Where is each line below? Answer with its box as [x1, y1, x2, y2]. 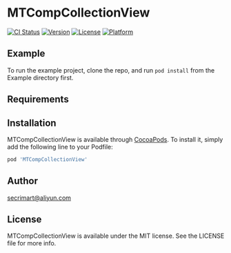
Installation [7, 117, 57, 129]
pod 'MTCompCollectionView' [7, 156, 88, 163]
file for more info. [7, 239, 57, 247]
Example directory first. [7, 73, 74, 82]
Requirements [7, 93, 69, 105]
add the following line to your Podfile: [7, 142, 114, 151]
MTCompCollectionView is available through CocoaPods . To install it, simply [7, 135, 223, 143]
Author [7, 175, 38, 187]
